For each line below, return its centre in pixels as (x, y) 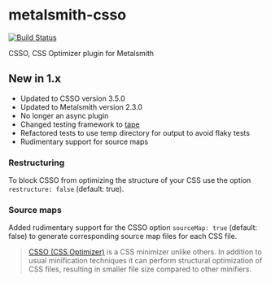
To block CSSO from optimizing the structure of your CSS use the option (130, 180)
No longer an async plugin (64, 115)
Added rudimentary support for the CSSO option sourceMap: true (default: (133, 228)
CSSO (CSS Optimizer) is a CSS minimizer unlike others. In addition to (145, 252)
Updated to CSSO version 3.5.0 (72, 98)
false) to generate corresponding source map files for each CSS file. (123, 236)
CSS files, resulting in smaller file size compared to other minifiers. (140, 269)
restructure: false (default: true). (66, 189)
